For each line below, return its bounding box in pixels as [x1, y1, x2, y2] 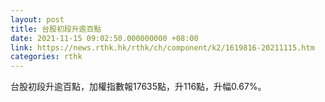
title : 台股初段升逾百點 [10, 24, 102, 34]
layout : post [10, 14, 65, 25]
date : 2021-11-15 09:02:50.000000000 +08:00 [10, 33, 199, 43]
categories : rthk [10, 52, 83, 62]
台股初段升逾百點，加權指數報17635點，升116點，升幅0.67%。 [10, 81, 267, 93]
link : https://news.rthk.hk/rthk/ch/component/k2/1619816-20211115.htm [10, 42, 315, 53]
